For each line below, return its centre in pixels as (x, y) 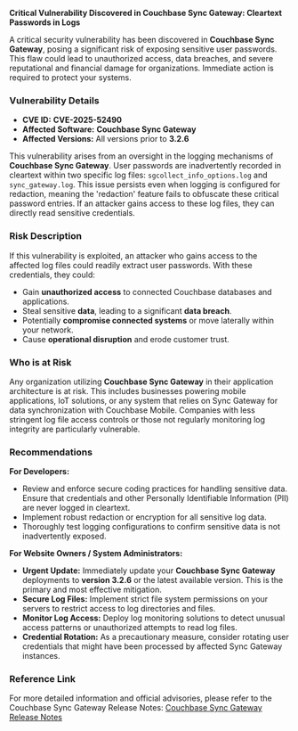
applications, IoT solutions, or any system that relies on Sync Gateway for (144, 400)
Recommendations (51, 452)
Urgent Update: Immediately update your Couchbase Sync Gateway (149, 571)
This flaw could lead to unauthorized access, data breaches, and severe (141, 58)
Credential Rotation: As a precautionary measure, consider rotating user (155, 637)
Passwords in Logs (45, 22)
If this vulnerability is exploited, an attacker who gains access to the (133, 255)
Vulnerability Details (54, 100)
